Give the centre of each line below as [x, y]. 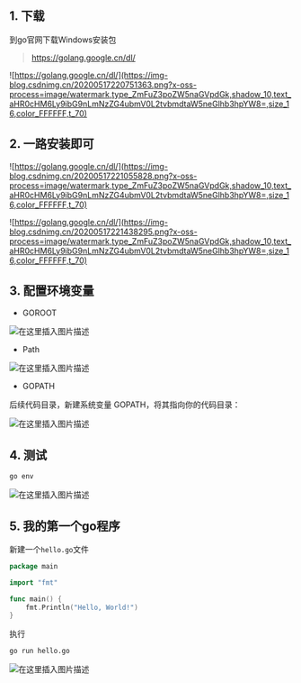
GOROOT [39, 313]
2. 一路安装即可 [52, 144]
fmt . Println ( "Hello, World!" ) [82, 607]
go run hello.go [40, 651]
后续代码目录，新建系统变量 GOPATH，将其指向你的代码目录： [125, 405]
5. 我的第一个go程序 [65, 526]
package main [34, 566]
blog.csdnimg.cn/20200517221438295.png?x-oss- [103, 232]
